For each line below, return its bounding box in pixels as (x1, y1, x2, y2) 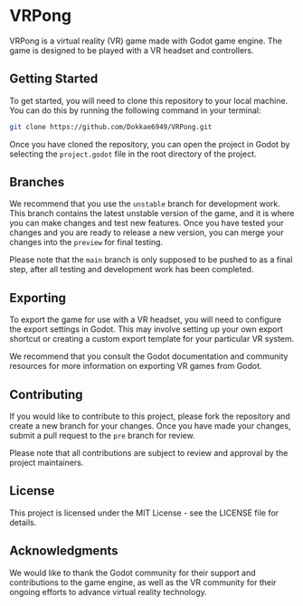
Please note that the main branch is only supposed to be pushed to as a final (9, 254, 293, 265)
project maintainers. (9, 458, 84, 469)
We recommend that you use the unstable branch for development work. (9, 198, 280, 209)
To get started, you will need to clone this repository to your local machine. (9, 95, 289, 106)
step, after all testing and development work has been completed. (9, 264, 254, 275)
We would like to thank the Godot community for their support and (9, 567, 256, 578)
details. (9, 516, 37, 527)
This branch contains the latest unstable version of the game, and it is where (9, 208, 295, 219)
